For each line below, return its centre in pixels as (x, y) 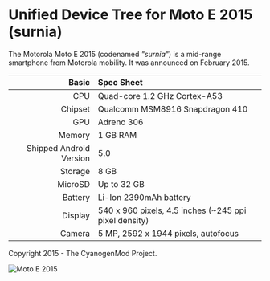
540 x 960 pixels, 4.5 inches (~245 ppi (172, 210)
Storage (75, 171)
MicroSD (74, 184)
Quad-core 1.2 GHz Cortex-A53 (160, 96)
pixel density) (123, 220)
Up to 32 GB (121, 184)
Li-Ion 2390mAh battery (144, 197)
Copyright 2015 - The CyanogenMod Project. (83, 253)
